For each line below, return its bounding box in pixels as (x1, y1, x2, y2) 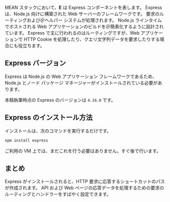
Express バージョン (5, 59, 66, 68)
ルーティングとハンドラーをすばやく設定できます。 (5, 191, 111, 197)
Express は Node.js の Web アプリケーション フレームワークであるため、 (5, 73, 157, 79)
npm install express (5, 138, 49, 143)
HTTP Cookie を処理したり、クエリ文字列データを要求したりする (23, 36, 160, 42)
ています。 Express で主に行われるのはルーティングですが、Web (5, 30, 140, 36)
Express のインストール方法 (5, 113, 93, 122)
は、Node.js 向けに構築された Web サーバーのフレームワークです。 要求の (5, 11, 160, 17)
